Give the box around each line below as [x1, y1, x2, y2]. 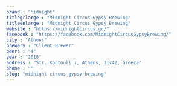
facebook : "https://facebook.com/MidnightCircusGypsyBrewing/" [6, 31, 172, 38]
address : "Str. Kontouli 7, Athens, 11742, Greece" [6, 59, 142, 65]
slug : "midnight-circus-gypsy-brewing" [6, 71, 107, 77]
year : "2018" [6, 54, 42, 60]
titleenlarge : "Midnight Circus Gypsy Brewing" [6, 20, 131, 26]
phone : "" [6, 65, 34, 71]
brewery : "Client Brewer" [6, 43, 74, 49]
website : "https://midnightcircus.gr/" [6, 25, 110, 32]
